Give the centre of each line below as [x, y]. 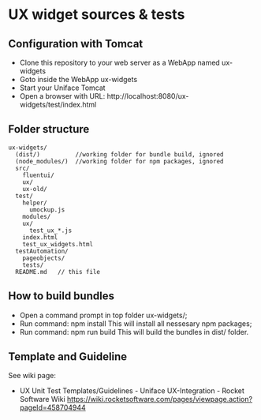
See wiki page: [32, 376]
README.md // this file [58, 272]
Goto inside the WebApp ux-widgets [78, 79]
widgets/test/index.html [58, 105]
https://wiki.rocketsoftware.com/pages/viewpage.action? [160, 399]
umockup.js [47, 210]
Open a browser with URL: [62, 96]
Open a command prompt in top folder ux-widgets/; [103, 315]
